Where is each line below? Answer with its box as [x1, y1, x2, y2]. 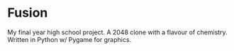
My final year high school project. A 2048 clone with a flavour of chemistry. [7, 28, 228, 36]
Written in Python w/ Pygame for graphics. [7, 35, 132, 43]
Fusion [7, 5, 48, 21]
